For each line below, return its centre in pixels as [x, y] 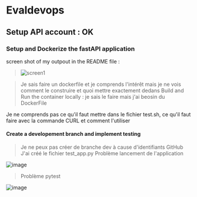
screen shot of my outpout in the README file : [63, 61]
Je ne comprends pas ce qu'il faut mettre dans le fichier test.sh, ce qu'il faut [98, 114]
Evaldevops [35, 10]
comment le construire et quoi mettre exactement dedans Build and [102, 90]
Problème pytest [40, 176]
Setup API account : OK [50, 32]
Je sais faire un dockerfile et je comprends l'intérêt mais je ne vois [101, 84]
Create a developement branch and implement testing [74, 134]
